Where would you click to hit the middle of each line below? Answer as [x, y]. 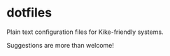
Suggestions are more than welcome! [61, 45]
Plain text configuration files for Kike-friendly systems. [85, 32]
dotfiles [29, 13]
